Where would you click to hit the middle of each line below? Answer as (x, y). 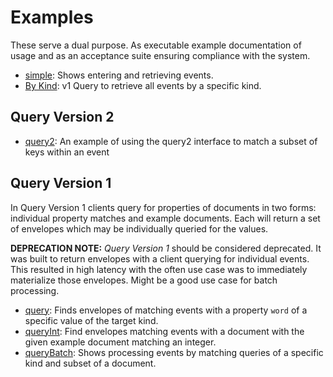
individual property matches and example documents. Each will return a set (165, 218)
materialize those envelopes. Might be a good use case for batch (144, 280)
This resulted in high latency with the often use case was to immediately (159, 269)
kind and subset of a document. (90, 363)
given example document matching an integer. (120, 342)
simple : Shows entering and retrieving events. (119, 75)
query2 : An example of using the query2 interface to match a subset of (171, 141)
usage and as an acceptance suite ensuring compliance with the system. (160, 55)
